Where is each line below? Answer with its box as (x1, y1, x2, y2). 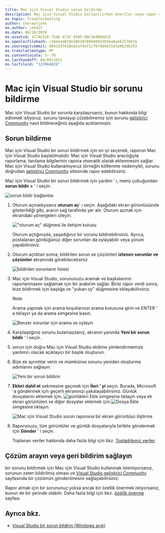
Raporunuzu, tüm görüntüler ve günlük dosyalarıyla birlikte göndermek (12, 423, 156, 428)
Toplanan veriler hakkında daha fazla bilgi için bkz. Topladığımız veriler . (12, 437, 156, 443)
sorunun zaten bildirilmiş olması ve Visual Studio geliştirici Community (5, 470, 147, 476)
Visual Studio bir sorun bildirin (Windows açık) (12, 522, 106, 528)
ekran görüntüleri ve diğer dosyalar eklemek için (12, 399, 110, 404)
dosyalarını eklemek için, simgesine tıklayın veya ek (12, 393, 152, 399)
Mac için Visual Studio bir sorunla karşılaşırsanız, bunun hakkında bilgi (5, 110, 147, 116)
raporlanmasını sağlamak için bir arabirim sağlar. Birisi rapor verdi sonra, (12, 281, 159, 287)
